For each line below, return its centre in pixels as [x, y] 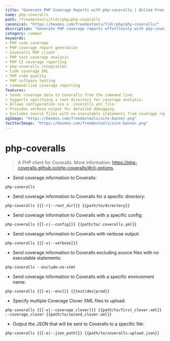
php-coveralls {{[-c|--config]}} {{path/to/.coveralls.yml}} [71, 224]
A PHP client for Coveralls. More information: [64, 162]
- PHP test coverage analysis [37, 57]
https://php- [125, 162]
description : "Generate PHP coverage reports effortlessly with [74, 29]
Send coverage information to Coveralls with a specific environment [83, 277]
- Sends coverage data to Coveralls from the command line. [70, 95]
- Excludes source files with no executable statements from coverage [81, 114]
